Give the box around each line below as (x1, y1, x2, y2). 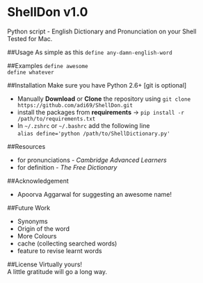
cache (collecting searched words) (17, 239, 117, 248)
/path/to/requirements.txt (17, 115, 96, 122)
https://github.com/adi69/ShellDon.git (17, 102, 133, 108)
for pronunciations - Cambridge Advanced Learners (17, 156, 167, 164)
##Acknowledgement (7, 177, 70, 185)
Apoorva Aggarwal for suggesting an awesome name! (17, 190, 172, 198)
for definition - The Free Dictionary (17, 163, 117, 171)
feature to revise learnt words (17, 246, 102, 254)
